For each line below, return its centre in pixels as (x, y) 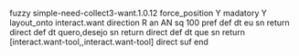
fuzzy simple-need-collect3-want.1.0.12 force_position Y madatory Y (138, 13)
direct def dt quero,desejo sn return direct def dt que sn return (127, 32)
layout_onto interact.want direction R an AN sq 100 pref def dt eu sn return (149, 23)
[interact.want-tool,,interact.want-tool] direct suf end (109, 42)
